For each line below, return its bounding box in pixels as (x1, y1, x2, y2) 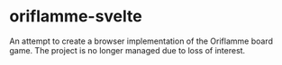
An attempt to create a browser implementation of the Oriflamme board (9, 36, 273, 46)
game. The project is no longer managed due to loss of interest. (9, 45, 246, 55)
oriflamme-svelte (9, 6, 142, 27)
